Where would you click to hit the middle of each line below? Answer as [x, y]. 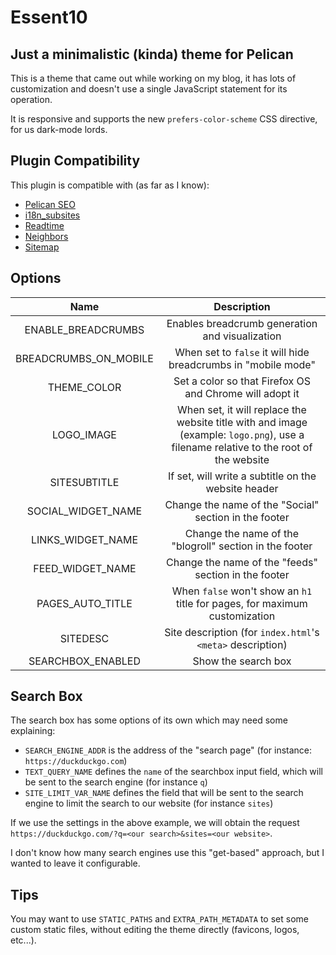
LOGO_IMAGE [84, 434]
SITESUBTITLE [84, 482]
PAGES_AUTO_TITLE [84, 603]
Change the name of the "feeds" [242, 562]
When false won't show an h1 [242, 591]
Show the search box [242, 661]
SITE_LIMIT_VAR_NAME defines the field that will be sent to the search [164, 793]
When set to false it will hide [242, 352]
